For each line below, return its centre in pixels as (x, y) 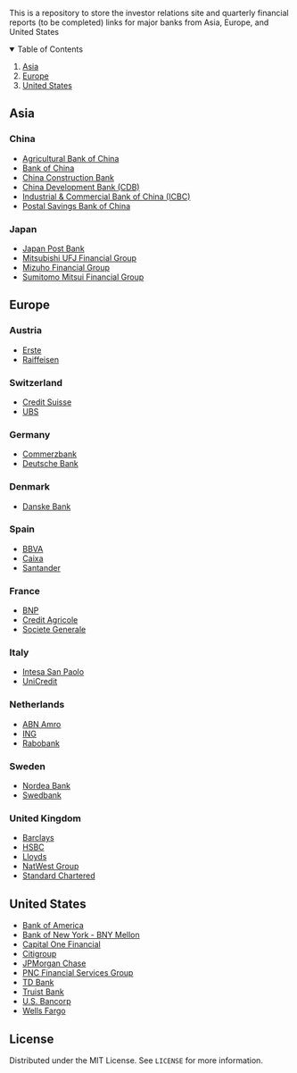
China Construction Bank (68, 177)
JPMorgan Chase (54, 963)
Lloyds (34, 857)
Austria (26, 331)
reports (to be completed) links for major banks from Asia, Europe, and (139, 22)
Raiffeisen (41, 359)
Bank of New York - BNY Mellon (81, 935)
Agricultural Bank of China (70, 158)
